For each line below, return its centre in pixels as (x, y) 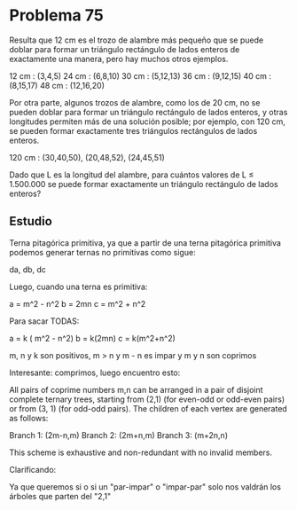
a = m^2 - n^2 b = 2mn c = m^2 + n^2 (78, 303)
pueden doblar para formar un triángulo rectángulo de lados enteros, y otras (148, 112)
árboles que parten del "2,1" (60, 496)
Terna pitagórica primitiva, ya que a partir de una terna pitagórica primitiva (145, 243)
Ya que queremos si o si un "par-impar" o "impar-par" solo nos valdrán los (145, 486)
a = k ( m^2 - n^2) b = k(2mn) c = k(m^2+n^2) (92, 338)
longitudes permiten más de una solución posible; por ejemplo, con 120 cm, (147, 122)
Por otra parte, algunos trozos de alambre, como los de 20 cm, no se (135, 102)
